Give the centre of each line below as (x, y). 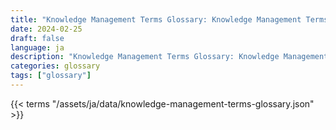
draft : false (37, 38)
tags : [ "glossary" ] (51, 76)
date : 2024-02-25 (46, 29)
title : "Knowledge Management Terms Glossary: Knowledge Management (156, 19)
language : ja (37, 47)
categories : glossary (55, 66)
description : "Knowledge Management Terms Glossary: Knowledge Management (169, 57)
